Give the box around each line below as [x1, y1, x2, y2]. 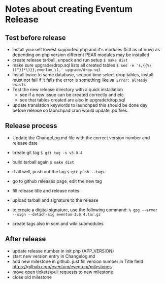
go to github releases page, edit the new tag [12, 178, 102, 184]
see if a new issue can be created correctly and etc [19, 92, 124, 97]
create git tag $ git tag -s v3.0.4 [12, 149, 83, 156]
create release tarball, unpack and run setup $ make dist [12, 57, 128, 63]
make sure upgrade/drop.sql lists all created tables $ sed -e [12, 63, 134, 68]
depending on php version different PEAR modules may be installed [12, 52, 150, 58]
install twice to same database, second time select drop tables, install [12, 72, 154, 77]
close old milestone [12, 274, 52, 280]
